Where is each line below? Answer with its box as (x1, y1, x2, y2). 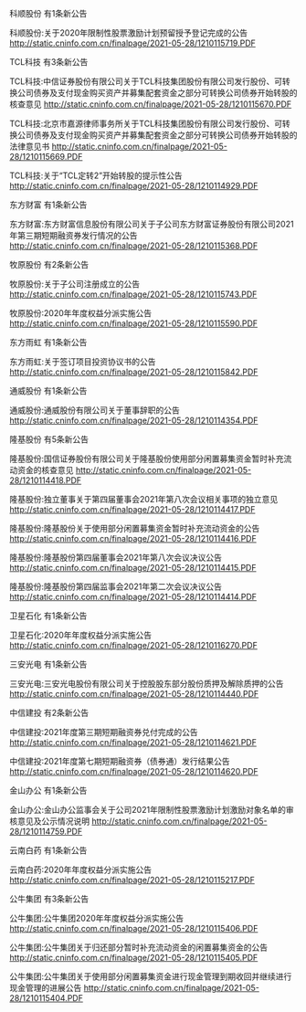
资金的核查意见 (16, 465, 74, 475)
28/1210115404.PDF (9, 993, 84, 1003)
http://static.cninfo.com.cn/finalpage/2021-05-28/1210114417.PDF (9, 504, 256, 514)
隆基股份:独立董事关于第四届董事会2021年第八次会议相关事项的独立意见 (9, 494, 279, 504)
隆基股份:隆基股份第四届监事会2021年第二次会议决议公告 (9, 581, 222, 592)
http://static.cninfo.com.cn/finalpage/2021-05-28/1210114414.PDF (9, 592, 258, 602)
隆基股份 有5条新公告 (9, 434, 90, 445)
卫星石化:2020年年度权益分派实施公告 (9, 629, 153, 640)
